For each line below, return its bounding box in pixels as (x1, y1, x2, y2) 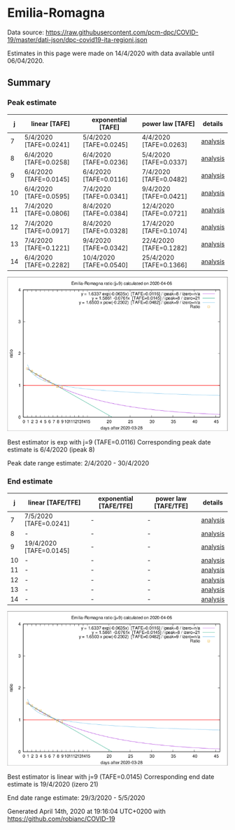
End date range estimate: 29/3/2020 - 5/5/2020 (7, 793, 145, 802)
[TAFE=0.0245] (83, 141, 128, 149)
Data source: (7, 28, 44, 36)
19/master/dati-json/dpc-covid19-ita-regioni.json (7, 35, 148, 43)
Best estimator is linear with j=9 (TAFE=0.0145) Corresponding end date (7, 772, 215, 781)
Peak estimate (7, 98, 57, 108)
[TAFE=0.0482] (142, 175, 187, 183)
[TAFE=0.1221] (24, 244, 70, 252)
